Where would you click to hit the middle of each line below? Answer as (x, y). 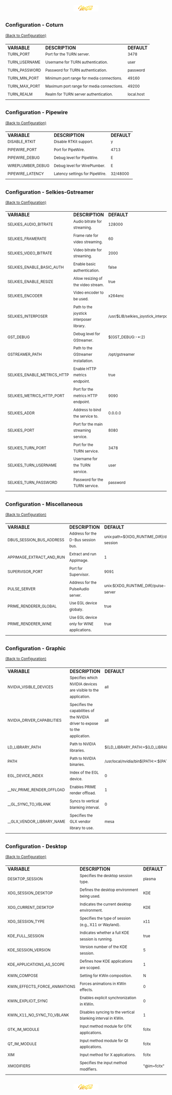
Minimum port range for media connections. (84, 78)
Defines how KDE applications (106, 961)
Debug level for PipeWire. (76, 158)
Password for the (88, 480)
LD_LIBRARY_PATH (24, 747)
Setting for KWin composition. (106, 976)
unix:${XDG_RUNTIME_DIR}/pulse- (135, 586)
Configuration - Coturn (35, 25)
